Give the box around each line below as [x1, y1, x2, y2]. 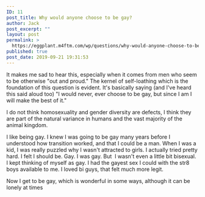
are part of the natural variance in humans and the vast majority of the [6, 115, 183, 122]
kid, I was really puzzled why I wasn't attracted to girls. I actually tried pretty [6, 146, 198, 153]
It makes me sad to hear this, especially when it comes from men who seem [6, 71, 197, 78]
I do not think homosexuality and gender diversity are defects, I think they [6, 108, 192, 116]
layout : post [6, 32, 40, 38]
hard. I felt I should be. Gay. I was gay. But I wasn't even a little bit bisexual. [6, 153, 196, 160]
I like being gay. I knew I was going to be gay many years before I [6, 133, 171, 140]
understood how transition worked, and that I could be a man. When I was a [6, 139, 196, 147]
